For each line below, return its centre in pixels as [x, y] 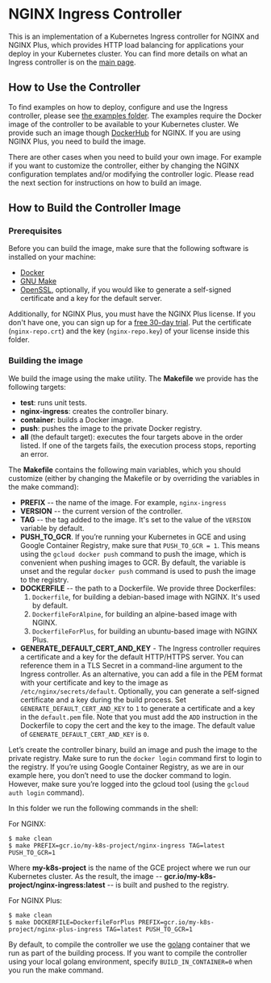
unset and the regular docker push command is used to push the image [138, 571]
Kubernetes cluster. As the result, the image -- [85, 876]
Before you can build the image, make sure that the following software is [129, 249]
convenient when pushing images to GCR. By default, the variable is [133, 563]
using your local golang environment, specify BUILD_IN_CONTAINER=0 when [130, 961]
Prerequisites [35, 231]
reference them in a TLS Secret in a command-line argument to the [131, 665]
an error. [34, 454]
